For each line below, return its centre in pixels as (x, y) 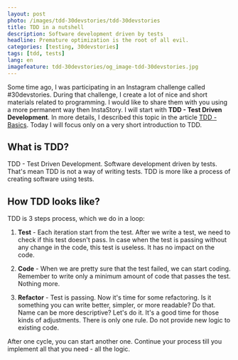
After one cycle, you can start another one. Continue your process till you (115, 342)
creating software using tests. (51, 179)
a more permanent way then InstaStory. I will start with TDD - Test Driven (115, 109)
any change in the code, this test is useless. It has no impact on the (116, 247)
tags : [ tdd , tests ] (36, 54)
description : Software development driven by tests (85, 34)
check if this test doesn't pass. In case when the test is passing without (122, 240)
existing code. (38, 328)
